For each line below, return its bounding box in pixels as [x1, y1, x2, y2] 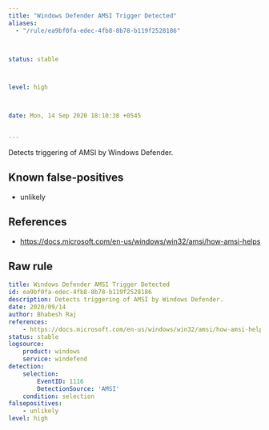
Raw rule [8, 260, 54, 273]
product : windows [22, 348, 81, 356]
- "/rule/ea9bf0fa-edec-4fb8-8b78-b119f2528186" [15, 26, 181, 34]
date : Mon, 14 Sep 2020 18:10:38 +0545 [8, 112, 142, 120]
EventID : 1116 [37, 377, 84, 385]
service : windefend [22, 355, 88, 364]
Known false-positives [8, 171, 124, 185]
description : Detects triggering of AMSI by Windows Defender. [8, 296, 224, 304]
